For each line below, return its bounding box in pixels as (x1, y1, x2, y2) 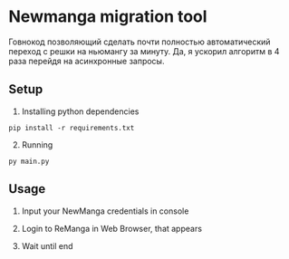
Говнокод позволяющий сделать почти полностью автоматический (8, 36, 271, 47)
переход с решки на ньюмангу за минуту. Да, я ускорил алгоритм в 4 (8, 45, 280, 56)
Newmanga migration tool (8, 6, 207, 27)
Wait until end (21, 240, 73, 251)
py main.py (8, 157, 50, 166)
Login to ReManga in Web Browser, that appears (21, 223, 203, 234)
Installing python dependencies (21, 106, 140, 117)
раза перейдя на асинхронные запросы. (8, 55, 165, 66)
